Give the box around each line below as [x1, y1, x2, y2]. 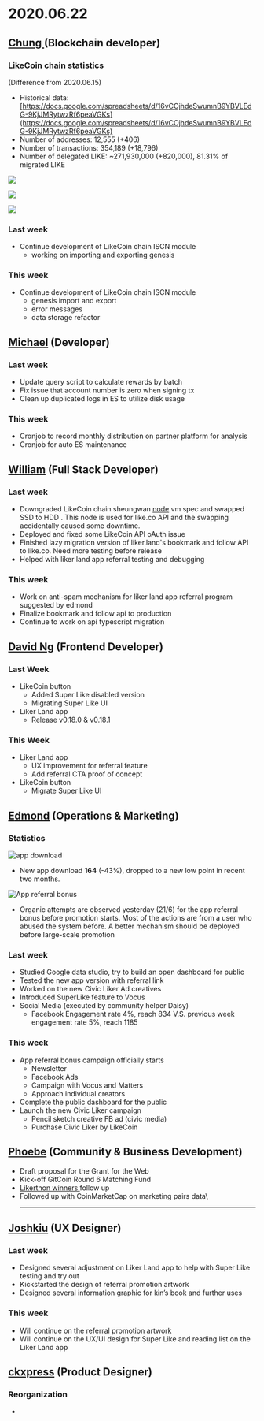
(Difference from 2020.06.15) [8, 77, 102, 87]
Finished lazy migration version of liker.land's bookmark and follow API [19, 538, 249, 548]
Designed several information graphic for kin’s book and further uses [19, 1288, 243, 1297]
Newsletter [31, 1063, 67, 1073]
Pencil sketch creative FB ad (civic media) [31, 1114, 167, 1123]
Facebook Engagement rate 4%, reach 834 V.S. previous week [31, 1010, 236, 1019]
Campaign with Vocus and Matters [31, 1081, 144, 1090]
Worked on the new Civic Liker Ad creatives [19, 984, 162, 994]
